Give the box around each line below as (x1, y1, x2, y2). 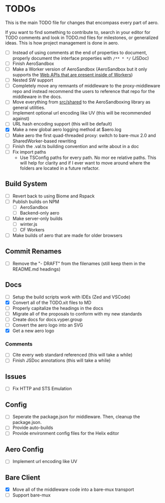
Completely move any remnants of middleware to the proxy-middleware (12, 83, 160, 89)
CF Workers (19, 226, 45, 232)
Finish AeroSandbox (12, 60, 54, 66)
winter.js (19, 221, 37, 227)
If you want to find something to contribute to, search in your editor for (5, 29, 151, 35)
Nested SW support (12, 77, 53, 83)
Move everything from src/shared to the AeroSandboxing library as (12, 99, 151, 105)
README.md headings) (12, 266, 61, 272)
